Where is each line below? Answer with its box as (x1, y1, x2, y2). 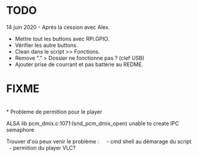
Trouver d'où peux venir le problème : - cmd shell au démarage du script (6, 138, 192, 145)
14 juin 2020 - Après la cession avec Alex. (6, 23, 110, 31)
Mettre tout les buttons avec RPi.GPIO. (14, 35, 110, 42)
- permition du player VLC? (8, 144, 76, 151)
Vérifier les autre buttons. (14, 42, 78, 49)
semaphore (6, 126, 35, 133)
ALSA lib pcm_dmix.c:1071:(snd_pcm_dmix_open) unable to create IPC (6, 120, 179, 127)
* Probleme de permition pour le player (6, 108, 103, 115)
